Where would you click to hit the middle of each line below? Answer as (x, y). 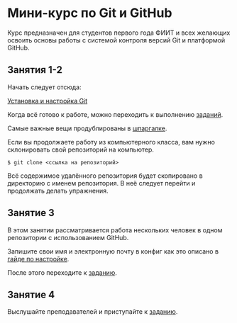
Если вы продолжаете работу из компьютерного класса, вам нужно (111, 142)
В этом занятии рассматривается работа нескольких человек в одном (115, 230)
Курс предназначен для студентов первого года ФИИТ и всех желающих (119, 33)
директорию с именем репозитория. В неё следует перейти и (101, 183)
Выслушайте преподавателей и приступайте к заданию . (93, 312)
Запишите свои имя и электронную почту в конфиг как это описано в (113, 251)
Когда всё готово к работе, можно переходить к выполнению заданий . (115, 114)
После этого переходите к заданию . (62, 272)
